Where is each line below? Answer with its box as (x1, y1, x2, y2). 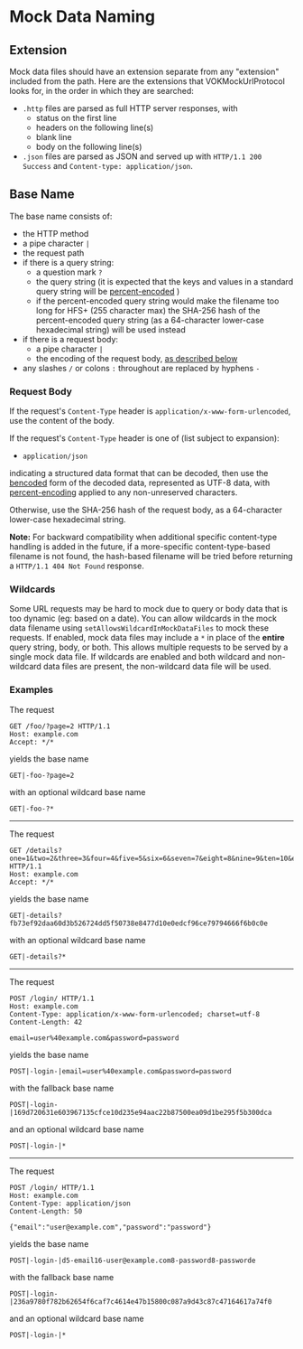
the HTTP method (22, 228, 89, 239)
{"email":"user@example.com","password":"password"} (9, 1223, 212, 1232)
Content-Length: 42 (9, 1017, 83, 1026)
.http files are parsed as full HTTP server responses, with (22, 103, 239, 114)
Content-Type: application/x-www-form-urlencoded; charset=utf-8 (9, 1009, 260, 1018)
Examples (9, 684, 54, 697)
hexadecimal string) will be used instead (35, 323, 187, 335)
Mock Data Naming (9, 6, 156, 27)
